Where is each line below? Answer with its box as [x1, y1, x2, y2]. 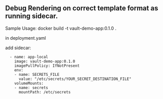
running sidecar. [5, 12, 58, 21]
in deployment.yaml [5, 35, 46, 41]
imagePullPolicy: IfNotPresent [14, 63, 80, 68]
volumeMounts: [14, 80, 44, 86]
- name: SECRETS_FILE [14, 72, 59, 77]
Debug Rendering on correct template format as [5, 4, 158, 13]
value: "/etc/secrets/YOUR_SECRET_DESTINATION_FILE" [18, 76, 132, 81]
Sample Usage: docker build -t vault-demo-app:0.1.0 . [5, 25, 117, 31]
